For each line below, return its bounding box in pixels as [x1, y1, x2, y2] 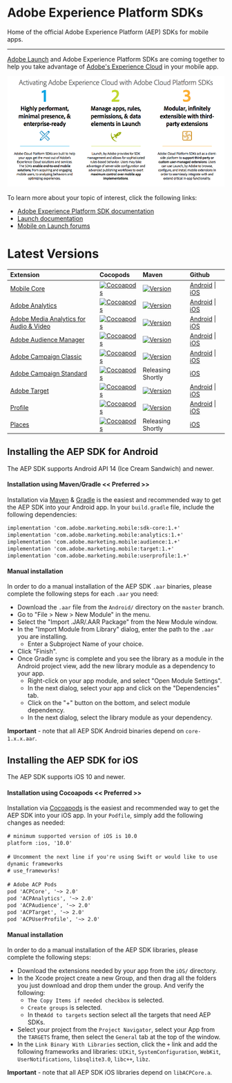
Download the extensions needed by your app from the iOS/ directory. [17, 967, 217, 975]
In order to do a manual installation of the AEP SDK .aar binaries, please [7, 582, 212, 591]
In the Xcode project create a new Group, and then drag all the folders [17, 974, 217, 983]
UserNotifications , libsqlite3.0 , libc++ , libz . [17, 1055, 151, 1064]
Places [10, 420, 30, 429]
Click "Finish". [17, 647, 57, 656]
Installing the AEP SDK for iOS [7, 754, 139, 766]
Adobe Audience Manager [10, 335, 85, 343]
